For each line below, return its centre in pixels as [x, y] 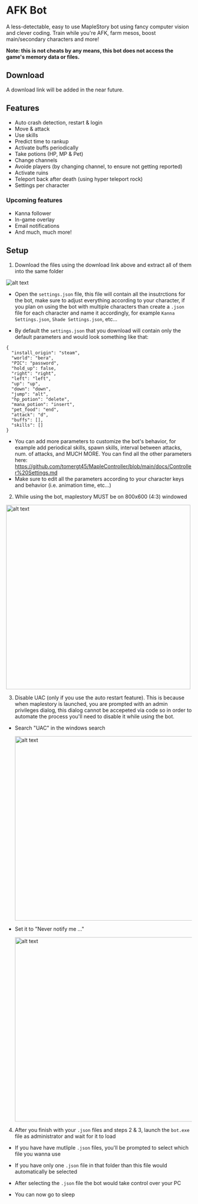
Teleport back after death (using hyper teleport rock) [79, 179]
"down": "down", [31, 389]
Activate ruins [32, 172]
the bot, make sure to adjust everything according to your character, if [100, 300]
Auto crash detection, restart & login [59, 122]
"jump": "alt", [30, 394]
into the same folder [39, 271]
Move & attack [32, 129]
